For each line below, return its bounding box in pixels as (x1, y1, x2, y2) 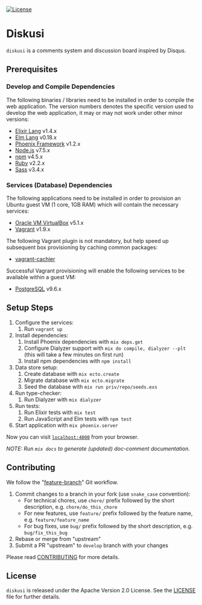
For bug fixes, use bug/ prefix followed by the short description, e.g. (24, 522, 193, 529)
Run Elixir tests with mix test (24, 409, 96, 416)
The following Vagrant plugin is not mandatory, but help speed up (6, 237, 169, 244)
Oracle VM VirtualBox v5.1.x (14, 219, 84, 226)
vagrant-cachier (14, 255, 55, 262)
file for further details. (6, 593, 61, 601)
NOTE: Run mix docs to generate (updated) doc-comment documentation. (6, 445, 191, 452)
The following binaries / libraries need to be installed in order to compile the (6, 96, 194, 103)
